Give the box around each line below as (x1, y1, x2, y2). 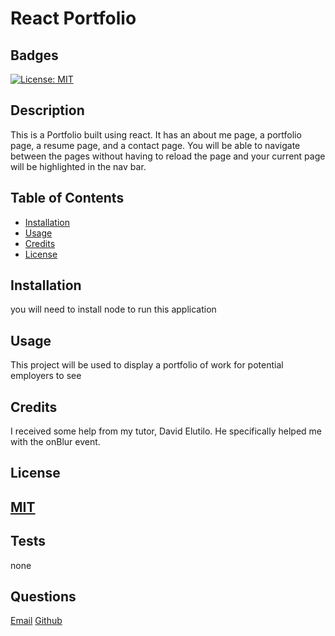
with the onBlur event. (10, 436, 101, 448)
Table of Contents (10, 190, 125, 207)
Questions (10, 588, 77, 606)
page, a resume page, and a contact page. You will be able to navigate (10, 139, 301, 151)
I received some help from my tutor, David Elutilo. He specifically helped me (10, 425, 323, 437)
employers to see (10, 370, 82, 382)
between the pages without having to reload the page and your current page (10, 150, 326, 162)
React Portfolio (10, 7, 137, 30)
